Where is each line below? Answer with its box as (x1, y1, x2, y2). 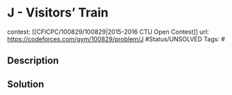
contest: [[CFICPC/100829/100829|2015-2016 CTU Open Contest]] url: (7, 28, 209, 36)
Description (7, 55, 59, 67)
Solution (7, 78, 44, 90)
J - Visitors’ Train (7, 5, 109, 21)
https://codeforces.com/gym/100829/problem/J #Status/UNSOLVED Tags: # (7, 34, 225, 43)
